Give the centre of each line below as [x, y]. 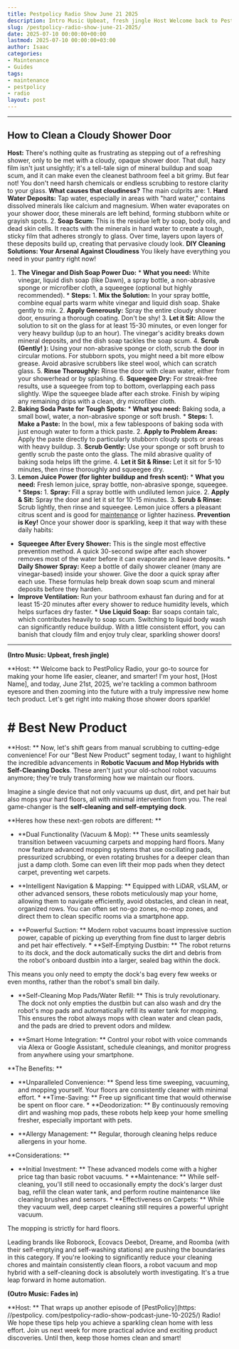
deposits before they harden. [60, 589]
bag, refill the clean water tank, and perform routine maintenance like [119, 1192]
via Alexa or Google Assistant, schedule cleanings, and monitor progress [124, 1047]
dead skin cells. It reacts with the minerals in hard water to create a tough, [116, 228]
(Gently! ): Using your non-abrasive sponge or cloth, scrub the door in [121, 348]
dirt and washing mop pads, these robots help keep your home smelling [123, 1113]
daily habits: [35, 530]
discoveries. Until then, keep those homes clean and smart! [94, 1338]
